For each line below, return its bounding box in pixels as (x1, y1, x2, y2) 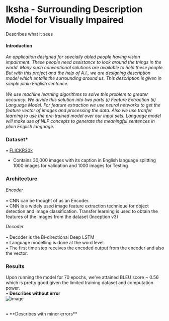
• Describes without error (6, 290, 61, 296)
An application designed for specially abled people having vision (6, 54, 140, 60)
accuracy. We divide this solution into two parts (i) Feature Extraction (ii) (6, 97, 156, 103)
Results (6, 262, 25, 270)
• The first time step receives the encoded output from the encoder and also (6, 245, 164, 251)
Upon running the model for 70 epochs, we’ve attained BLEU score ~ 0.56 (6, 274, 159, 281)
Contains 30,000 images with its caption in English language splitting (13, 157, 156, 164)
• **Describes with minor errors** (6, 311, 77, 317)
